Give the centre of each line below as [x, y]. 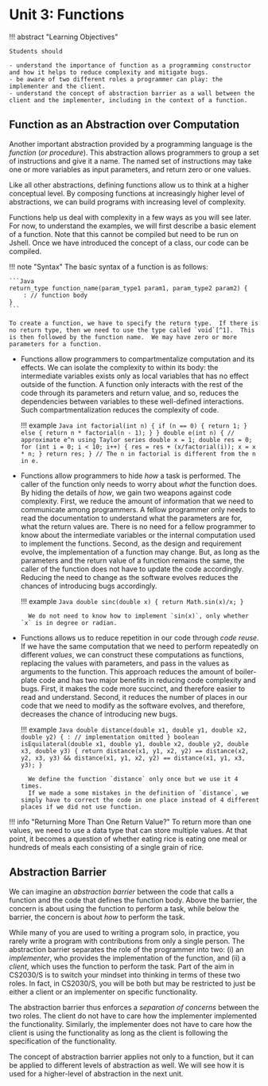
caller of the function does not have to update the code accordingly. [132, 569]
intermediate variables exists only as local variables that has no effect [134, 376]
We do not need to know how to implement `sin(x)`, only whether [138, 616]
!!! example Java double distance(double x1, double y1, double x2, [134, 729]
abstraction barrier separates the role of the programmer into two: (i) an [126, 949]
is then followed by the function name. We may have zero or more [123, 337]
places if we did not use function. [81, 807]
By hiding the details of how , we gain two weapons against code [126, 492]
